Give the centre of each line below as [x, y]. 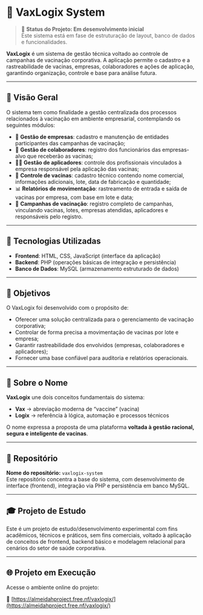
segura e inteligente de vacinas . [47, 434]
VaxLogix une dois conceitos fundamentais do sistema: [76, 397]
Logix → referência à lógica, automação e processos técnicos [92, 415]
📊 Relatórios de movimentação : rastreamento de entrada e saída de [101, 188]
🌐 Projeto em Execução [51, 573]
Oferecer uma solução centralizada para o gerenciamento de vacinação [105, 319]
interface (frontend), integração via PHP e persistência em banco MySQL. [98, 486]
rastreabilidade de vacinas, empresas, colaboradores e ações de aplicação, [100, 67]
